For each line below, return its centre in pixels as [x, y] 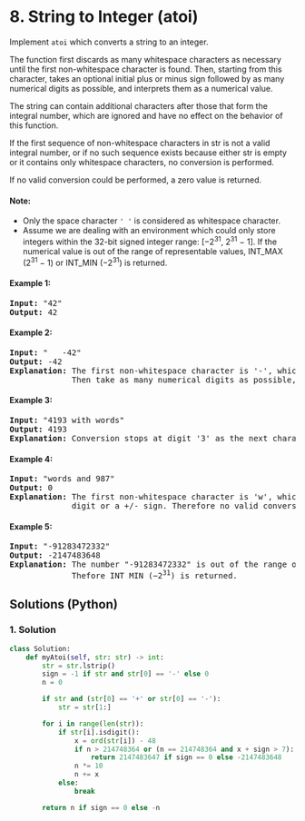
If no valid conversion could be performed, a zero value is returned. [135, 180]
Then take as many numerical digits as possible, [184, 380]
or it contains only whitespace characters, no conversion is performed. [142, 162]
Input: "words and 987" [62, 479]
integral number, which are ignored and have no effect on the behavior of [146, 115]
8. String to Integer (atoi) [104, 17]
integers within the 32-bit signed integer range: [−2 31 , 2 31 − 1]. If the [150, 241]
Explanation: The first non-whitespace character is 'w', [141, 497]
